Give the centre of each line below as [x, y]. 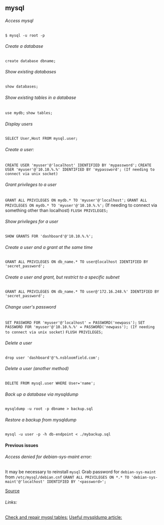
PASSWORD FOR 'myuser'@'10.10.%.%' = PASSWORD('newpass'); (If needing [80, 327]
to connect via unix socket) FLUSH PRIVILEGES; [54, 332]
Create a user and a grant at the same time [49, 247]
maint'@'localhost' [25, 482]
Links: [11, 502]
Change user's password [31, 307]
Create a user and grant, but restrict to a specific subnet [62, 277]
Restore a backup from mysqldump [41, 420]
